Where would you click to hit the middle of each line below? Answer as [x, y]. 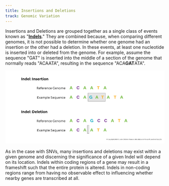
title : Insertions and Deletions [40, 11]
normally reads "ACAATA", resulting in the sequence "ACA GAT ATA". [75, 63]
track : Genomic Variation [32, 16]
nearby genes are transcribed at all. [43, 178]
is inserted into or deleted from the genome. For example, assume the [78, 52]
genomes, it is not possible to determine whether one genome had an [78, 42]
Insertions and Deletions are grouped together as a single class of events [81, 31]
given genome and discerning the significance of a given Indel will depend [83, 157]
